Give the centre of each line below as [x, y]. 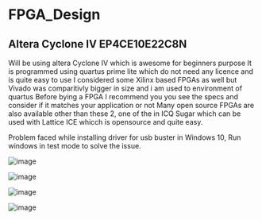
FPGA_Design [54, 15]
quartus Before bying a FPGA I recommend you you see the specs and [123, 96]
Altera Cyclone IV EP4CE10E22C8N [98, 44]
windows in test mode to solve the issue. [75, 146]
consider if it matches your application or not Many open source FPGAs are [131, 105]
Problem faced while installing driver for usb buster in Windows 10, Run [125, 137]
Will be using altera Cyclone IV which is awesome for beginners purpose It [130, 63]
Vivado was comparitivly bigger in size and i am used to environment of [125, 88]
